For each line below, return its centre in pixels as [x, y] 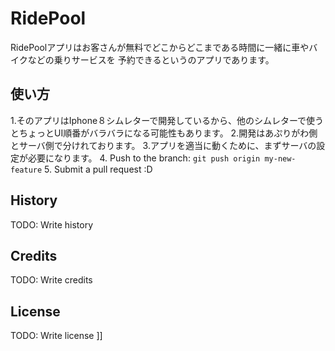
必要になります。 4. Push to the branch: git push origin [144, 158]
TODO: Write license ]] [56, 336]
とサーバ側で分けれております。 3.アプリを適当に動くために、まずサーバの [163, 145]
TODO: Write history [52, 224]
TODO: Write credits [51, 280]
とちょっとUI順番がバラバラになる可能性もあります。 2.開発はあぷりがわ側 [164, 133]
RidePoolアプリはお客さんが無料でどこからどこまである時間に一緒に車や [160, 47]
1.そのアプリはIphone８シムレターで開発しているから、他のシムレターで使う [167, 120]
